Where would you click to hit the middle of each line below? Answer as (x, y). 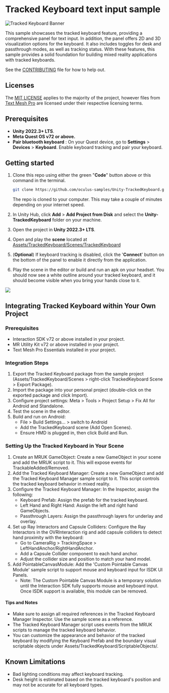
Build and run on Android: (39, 417)
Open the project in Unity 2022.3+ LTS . (54, 230)
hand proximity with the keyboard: (48, 537)
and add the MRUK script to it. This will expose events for (72, 462)
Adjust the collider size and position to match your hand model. (86, 559)
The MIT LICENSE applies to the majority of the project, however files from (83, 97)
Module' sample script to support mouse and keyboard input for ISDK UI (88, 569)
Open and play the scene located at (50, 239)
